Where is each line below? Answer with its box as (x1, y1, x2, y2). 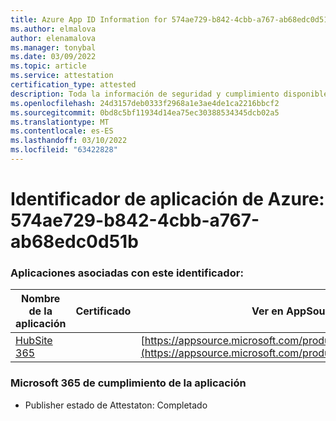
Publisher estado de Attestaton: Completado (24, 399, 208, 411)
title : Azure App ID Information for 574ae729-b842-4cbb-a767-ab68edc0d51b (10, 14, 333, 25)
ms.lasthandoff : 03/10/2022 (10, 136, 128, 146)
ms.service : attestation (10, 71, 114, 81)
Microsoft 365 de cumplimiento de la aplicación (10, 376, 247, 390)
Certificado (75, 304, 132, 318)
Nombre (21, 292, 61, 306)
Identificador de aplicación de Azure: (10, 188, 325, 211)
